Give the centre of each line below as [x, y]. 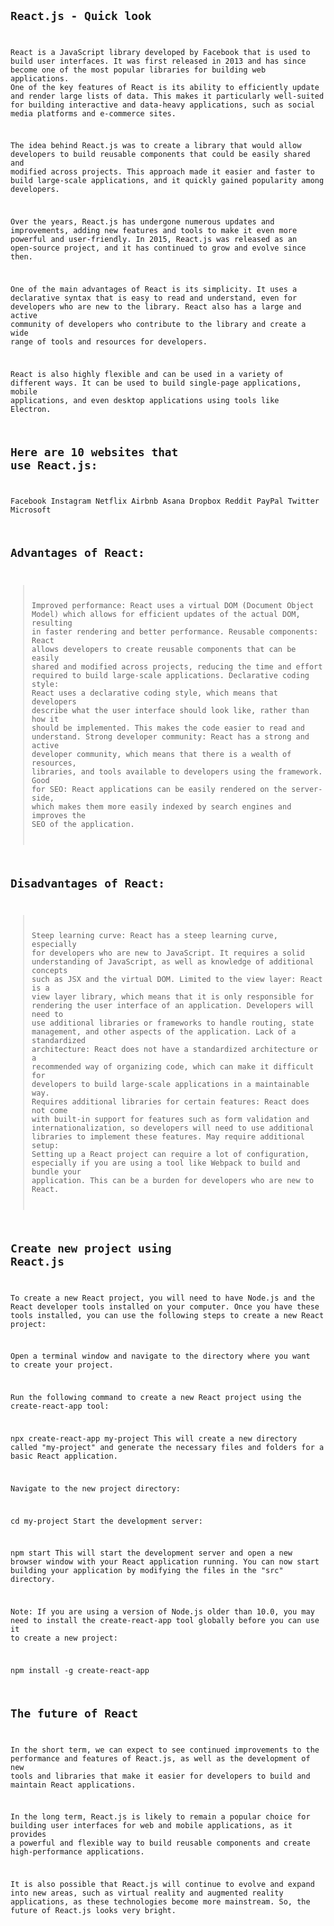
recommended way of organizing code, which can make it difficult [173, 1067]
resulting [52, 623]
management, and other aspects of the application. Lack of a [164, 1032]
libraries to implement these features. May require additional [168, 1137]
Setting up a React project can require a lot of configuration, [170, 1155]
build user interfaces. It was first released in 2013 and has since [158, 61]
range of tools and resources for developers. [109, 342]
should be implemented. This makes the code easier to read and [168, 728]
